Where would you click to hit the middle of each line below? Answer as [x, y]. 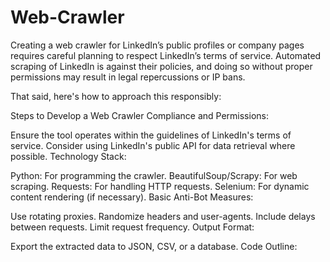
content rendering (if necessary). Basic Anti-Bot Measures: [132, 197]
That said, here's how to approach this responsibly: [116, 96]
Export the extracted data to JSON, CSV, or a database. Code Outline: [154, 246]
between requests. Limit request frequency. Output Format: [132, 227]
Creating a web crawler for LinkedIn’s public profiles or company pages [157, 45]
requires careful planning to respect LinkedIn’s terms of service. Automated [166, 55]
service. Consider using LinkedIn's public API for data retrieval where [153, 145]
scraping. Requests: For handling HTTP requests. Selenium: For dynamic [160, 186]
